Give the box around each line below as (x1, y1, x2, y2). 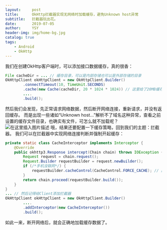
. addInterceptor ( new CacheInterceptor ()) (23, 205, 110, 210)
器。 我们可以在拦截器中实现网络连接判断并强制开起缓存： (5, 130, 124, 137)
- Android (14, 44, 35, 49)
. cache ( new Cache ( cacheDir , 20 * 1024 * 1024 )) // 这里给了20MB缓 (23, 87, 160, 92)
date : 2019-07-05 (5, 21, 55, 26)
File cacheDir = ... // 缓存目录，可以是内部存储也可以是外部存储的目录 (5, 73, 142, 78)
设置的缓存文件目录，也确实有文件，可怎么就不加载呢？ (5, 118, 118, 124)
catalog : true (5, 35, 35, 40)
